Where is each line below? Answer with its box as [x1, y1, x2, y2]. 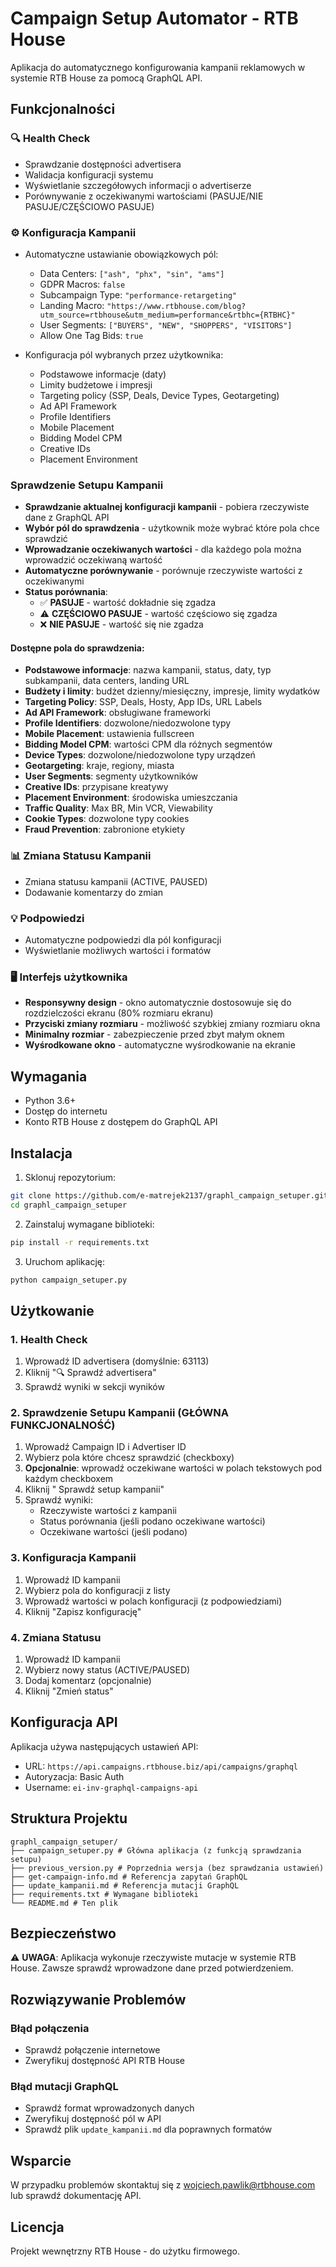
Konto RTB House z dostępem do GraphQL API [24, 1116, 218, 1128]
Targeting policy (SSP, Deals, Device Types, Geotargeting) [39, 389, 280, 401]
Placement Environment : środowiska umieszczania [24, 792, 238, 804]
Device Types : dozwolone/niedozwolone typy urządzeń [24, 749, 256, 761]
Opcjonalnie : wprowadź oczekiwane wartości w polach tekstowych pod [24, 1462, 323, 1474]
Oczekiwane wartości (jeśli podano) [39, 1526, 188, 1538]
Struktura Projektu [10, 1810, 128, 1827]
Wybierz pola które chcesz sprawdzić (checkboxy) [24, 1452, 235, 1464]
